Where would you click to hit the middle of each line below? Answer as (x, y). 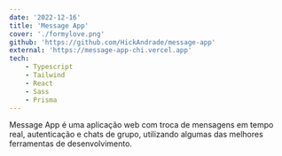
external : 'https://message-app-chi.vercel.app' (101, 51)
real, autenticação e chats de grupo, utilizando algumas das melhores (136, 135)
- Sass (37, 91)
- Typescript (49, 67)
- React (39, 83)
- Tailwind (45, 75)
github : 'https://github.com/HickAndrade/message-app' (113, 42)
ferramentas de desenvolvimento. (71, 144)
